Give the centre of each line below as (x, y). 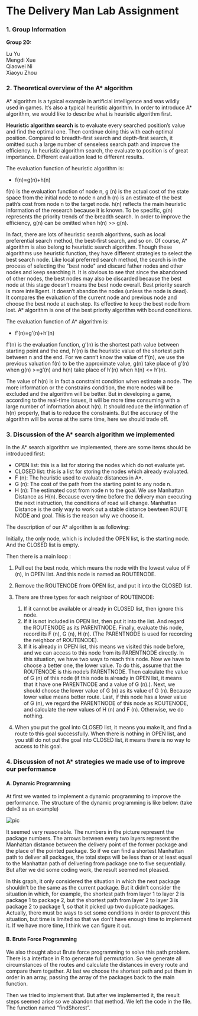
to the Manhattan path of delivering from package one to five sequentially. (96, 863)
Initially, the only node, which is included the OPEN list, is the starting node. (98, 539)
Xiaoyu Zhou (22, 73)
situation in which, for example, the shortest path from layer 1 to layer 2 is (95, 894)
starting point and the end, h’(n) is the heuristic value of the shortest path (95, 351)
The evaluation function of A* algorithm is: (58, 321)
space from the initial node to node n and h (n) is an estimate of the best (94, 198)
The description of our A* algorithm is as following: (68, 527)
